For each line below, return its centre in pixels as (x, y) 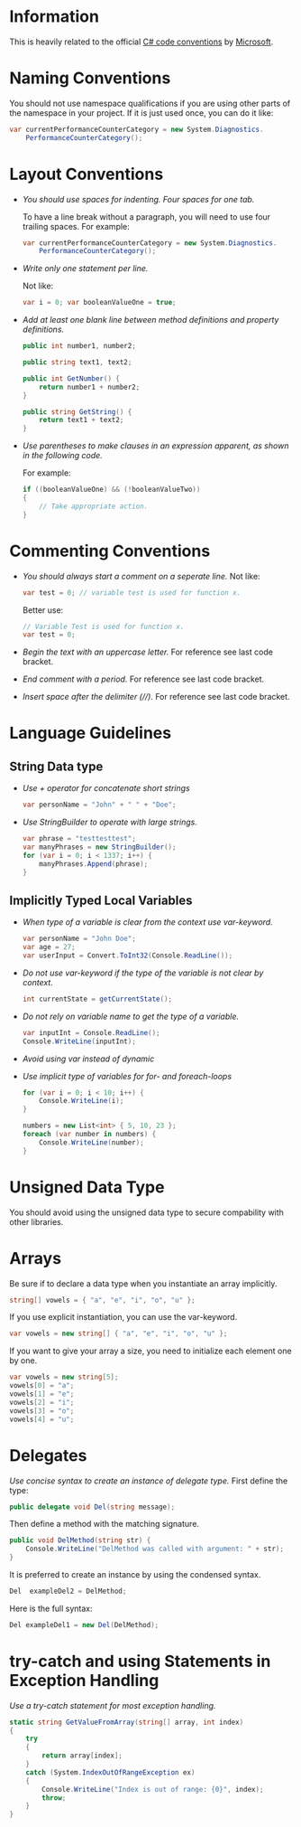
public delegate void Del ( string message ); (92, 1507)
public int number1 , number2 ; (79, 346)
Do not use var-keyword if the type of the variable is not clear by (143, 973)
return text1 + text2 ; (82, 420)
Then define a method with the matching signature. (105, 1524)
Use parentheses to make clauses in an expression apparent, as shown (155, 446)
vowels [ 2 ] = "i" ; (42, 1402)
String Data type (56, 766)
